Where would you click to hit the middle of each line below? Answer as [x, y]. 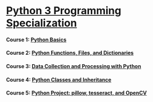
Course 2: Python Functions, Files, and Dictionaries [70, 53]
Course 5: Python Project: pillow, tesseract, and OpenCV [76, 93]
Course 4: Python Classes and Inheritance [59, 79]
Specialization [42, 23]
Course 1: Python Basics [36, 40]
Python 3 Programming [64, 11]
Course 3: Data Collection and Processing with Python [74, 66]
